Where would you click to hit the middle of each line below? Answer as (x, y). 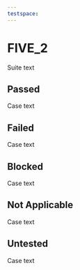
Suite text (21, 67)
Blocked (25, 167)
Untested (28, 244)
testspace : (23, 14)
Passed (24, 89)
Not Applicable (40, 205)
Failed (21, 128)
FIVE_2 (28, 48)
